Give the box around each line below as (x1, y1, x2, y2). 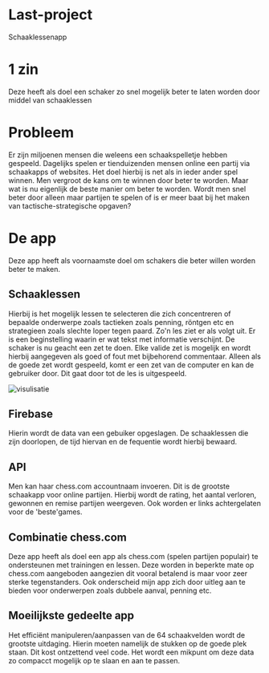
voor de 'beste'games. (8, 507, 83, 517)
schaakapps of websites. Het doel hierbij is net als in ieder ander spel (8, 167, 238, 176)
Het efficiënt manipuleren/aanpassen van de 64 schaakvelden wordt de (8, 630, 246, 639)
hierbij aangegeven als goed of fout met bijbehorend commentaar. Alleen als (8, 351, 261, 361)
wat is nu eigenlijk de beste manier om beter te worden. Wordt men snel (8, 184, 247, 193)
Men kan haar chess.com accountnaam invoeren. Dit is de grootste (8, 481, 230, 491)
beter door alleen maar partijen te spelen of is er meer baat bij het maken (8, 193, 251, 202)
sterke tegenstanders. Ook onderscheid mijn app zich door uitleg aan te (8, 578, 247, 586)
